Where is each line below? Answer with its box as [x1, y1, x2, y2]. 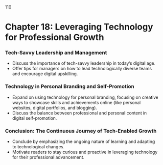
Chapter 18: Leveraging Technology [5, 22, 153, 32]
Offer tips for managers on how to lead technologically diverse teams [12, 66, 152, 72]
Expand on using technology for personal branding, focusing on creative [12, 94, 159, 100]
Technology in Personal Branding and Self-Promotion [5, 83, 135, 90]
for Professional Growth [5, 32, 104, 43]
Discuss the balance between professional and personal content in [12, 110, 147, 116]
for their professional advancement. [12, 154, 85, 160]
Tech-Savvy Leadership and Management [5, 49, 107, 56]
